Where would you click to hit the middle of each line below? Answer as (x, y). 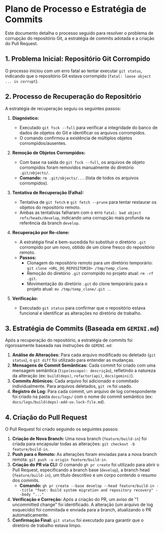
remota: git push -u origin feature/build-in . (59, 459)
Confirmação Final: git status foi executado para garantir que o (78, 520)
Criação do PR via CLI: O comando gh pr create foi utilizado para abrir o (86, 465)
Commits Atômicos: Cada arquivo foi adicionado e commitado (75, 381)
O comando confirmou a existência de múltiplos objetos (76, 138)
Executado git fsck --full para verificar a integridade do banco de (88, 127)
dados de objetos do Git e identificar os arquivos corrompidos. (82, 133)
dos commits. (26, 480)
